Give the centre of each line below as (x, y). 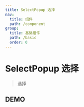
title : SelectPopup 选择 (30, 10)
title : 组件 (21, 19)
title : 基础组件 (25, 33)
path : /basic (23, 38)
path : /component (28, 24)
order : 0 (19, 42)
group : (12, 28)
